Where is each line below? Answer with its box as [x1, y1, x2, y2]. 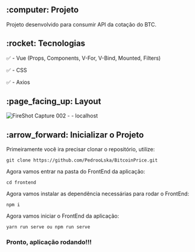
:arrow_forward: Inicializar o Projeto [6, 130, 144, 140]
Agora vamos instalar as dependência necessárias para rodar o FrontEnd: [6, 190, 190, 198]
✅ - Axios [6, 78, 30, 86]
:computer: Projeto [6, 5, 79, 15]
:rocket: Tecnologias [6, 39, 86, 49]
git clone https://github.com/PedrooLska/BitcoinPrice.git [6, 157, 158, 163]
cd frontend [6, 180, 36, 186]
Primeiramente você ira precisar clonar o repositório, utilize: [6, 146, 155, 153]
